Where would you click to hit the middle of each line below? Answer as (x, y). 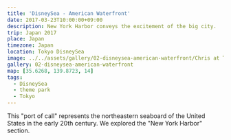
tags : (15, 77)
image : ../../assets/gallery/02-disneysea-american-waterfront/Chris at (113, 58)
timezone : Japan (30, 45)
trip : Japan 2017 (32, 33)
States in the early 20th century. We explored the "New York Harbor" (105, 123)
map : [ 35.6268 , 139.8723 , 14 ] (51, 71)
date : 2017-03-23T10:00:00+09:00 (55, 20)
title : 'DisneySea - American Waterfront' (69, 13)
